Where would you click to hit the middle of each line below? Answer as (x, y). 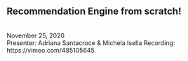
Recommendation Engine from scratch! (94, 11)
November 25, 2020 (35, 35)
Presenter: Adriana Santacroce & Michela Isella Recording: (91, 43)
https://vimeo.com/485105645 (51, 50)
